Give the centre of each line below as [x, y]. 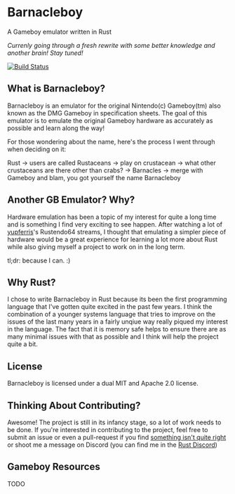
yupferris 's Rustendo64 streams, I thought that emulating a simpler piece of [117, 232]
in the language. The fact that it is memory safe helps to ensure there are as [117, 329]
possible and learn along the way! [56, 128]
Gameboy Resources [54, 467]
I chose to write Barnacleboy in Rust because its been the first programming [117, 299]
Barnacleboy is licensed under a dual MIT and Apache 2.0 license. [103, 384]
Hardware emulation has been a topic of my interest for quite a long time [112, 217]
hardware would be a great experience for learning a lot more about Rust [112, 239]
